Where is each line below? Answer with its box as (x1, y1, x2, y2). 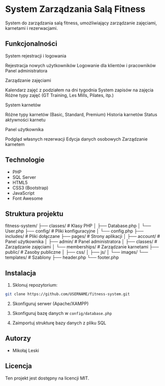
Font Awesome (12, 195, 43, 201)
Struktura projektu (5, 210, 64, 218)
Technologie (5, 155, 45, 164)
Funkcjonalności (5, 40, 58, 48)
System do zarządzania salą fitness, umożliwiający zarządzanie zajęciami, (5, 20, 158, 26)
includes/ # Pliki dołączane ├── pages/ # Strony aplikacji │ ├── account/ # (5, 233, 161, 239)
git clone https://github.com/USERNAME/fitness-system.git (5, 292, 130, 297)
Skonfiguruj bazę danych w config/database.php (12, 310, 112, 316)
